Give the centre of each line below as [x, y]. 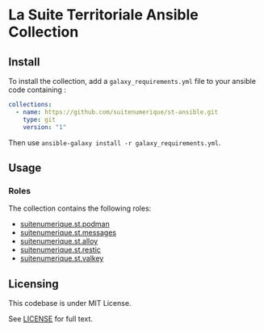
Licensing [34, 284]
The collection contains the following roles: [80, 208]
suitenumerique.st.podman [65, 224]
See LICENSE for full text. [50, 319]
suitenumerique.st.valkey [62, 258]
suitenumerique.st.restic [60, 250]
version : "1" [45, 127]
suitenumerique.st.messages [68, 233]
